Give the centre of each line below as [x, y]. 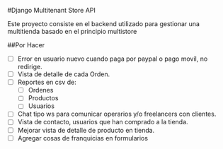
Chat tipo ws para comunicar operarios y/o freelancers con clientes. [117, 114]
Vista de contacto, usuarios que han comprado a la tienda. [103, 122]
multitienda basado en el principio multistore [72, 31]
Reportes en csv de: [47, 82]
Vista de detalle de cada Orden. [64, 74]
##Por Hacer [26, 45]
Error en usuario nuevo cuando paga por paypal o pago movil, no [113, 59]
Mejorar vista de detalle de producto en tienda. [86, 130]
